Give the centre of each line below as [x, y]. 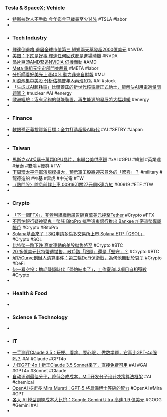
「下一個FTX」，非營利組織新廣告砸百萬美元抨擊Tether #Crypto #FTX [83, 215]
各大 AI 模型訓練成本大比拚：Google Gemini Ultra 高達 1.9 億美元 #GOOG [87, 400]
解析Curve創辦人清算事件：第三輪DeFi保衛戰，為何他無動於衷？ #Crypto [87, 258]
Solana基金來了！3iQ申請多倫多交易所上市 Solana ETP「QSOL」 [78, 234]
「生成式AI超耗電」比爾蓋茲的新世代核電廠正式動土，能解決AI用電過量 [84, 87]
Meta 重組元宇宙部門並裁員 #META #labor [55, 68]
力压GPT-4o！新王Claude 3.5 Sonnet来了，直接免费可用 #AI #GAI [80, 365]
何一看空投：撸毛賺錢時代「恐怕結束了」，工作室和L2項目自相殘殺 [80, 269]
